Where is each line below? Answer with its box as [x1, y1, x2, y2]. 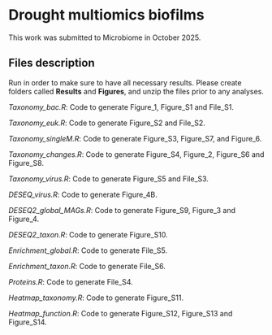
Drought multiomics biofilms [8, 6, 205, 24]
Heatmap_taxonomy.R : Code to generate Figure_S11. [8, 293, 184, 302]
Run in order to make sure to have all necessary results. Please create [8, 77, 242, 87]
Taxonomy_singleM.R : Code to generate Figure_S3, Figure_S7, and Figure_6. [8, 133, 262, 143]
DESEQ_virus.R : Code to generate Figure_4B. [8, 189, 158, 199]
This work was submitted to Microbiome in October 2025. [8, 33, 201, 42]
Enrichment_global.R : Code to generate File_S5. [8, 246, 168, 255]
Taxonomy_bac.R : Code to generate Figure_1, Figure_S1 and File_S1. [8, 102, 234, 111]
